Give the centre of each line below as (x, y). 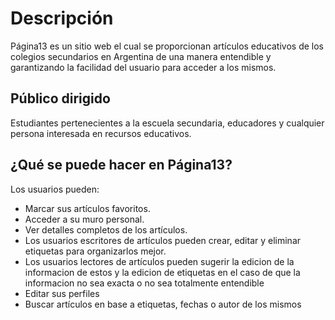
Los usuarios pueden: (55, 189)
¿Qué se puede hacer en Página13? (121, 165)
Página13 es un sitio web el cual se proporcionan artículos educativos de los (167, 46)
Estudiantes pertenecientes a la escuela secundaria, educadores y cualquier (167, 123)
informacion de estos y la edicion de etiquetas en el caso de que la (162, 272)
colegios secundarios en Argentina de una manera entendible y (141, 56)
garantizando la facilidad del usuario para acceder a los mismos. (143, 67)
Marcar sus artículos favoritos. (87, 208)
